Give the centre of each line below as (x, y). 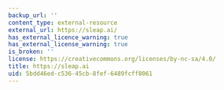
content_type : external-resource (63, 23)
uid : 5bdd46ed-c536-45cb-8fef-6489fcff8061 (81, 74)
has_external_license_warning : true (68, 45)
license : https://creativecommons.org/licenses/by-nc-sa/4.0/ (112, 59)
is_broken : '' (31, 52)
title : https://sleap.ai (49, 67)
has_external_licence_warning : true (68, 37)
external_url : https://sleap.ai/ (63, 30)
